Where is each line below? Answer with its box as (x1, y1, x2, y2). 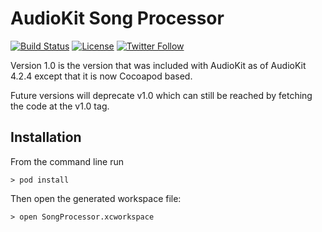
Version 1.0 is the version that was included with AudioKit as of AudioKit (10, 59, 307, 71)
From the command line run (10, 155, 124, 167)
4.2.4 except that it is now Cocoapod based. (10, 70, 193, 82)
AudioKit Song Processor (10, 7, 225, 30)
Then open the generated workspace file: (10, 192, 182, 204)
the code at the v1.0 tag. (10, 100, 110, 112)
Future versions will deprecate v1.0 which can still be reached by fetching (10, 89, 313, 101)
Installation (10, 129, 82, 146)
